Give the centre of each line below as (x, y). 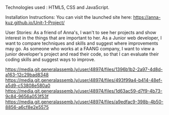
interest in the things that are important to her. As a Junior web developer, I (83, 38)
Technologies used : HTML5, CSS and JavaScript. (57, 7)
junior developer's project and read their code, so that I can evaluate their (82, 54)
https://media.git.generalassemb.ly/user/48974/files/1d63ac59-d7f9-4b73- (84, 91)
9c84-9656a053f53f (27, 96)
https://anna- (147, 17)
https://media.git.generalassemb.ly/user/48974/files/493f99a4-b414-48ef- (84, 80)
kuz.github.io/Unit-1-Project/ (35, 23)
